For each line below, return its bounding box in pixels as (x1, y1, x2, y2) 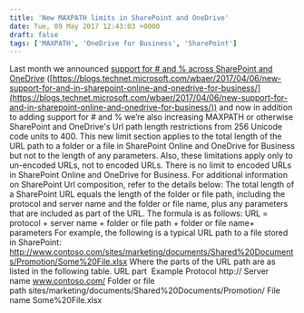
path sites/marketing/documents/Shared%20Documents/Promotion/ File (9, 285, 281, 296)
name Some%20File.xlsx (9, 295, 103, 306)
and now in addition (219, 102, 293, 113)
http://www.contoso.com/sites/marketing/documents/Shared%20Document (9, 247, 294, 258)
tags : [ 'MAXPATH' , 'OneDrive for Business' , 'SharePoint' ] (9, 38, 238, 48)
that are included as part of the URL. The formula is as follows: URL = (9, 208, 269, 219)
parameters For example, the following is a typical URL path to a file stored (9, 228, 289, 239)
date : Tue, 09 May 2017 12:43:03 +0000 (9, 22, 161, 31)
